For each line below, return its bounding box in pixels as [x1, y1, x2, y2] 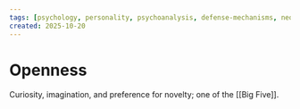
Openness [9, 60, 87, 80]
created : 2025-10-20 [9, 21, 87, 30]
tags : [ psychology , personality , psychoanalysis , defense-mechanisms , [9, 13, 278, 22]
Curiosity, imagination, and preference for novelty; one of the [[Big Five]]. [9, 89, 279, 100]
